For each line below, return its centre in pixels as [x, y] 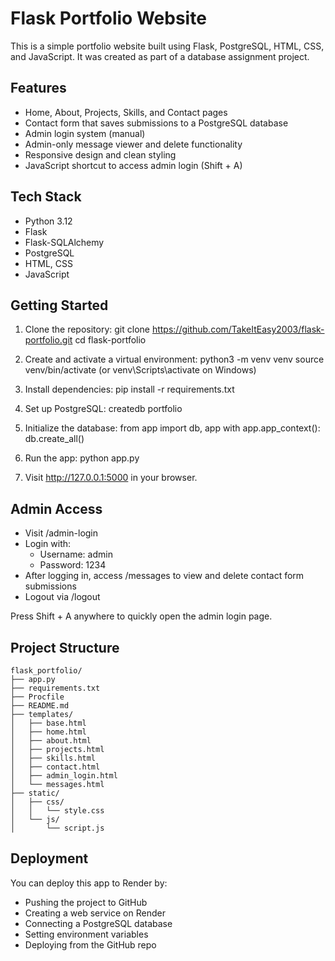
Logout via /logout [62, 597]
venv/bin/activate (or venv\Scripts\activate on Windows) [140, 370]
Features [38, 88]
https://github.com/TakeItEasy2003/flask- [238, 329]
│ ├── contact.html [55, 767]
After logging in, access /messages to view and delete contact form [164, 576]
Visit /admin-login [61, 533]
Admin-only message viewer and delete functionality [133, 144]
